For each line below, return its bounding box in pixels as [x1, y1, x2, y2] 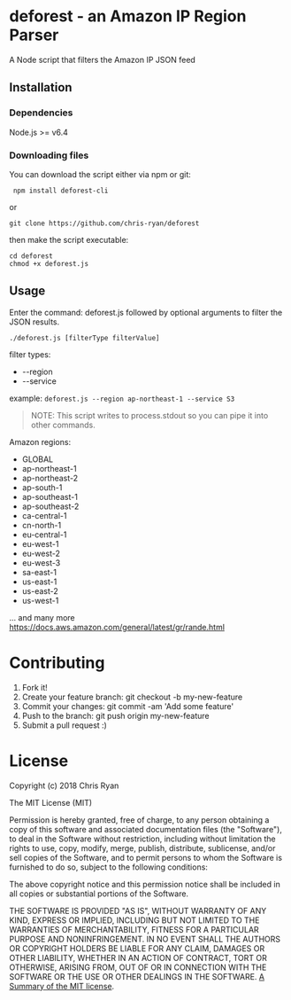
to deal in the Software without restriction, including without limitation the [9, 833, 276, 844]
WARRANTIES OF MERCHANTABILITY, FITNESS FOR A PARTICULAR [9, 924, 259, 934]
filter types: [9, 348, 51, 360]
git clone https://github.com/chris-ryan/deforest [9, 219, 200, 228]
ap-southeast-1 [21, 491, 78, 502]
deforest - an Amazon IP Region [9, 6, 247, 27]
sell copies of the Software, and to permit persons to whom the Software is [9, 852, 283, 863]
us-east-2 [21, 585, 59, 596]
